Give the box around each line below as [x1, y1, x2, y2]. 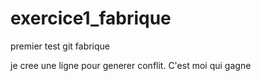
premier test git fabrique [10, 40, 111, 52]
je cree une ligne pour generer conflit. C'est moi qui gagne [10, 59, 252, 71]
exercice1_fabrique [10, 7, 172, 30]
